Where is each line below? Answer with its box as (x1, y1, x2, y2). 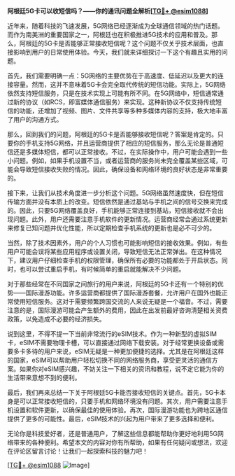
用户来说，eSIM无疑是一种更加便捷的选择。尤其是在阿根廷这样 (43, 347, 225, 356)
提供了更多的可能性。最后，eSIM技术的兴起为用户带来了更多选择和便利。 (7, 414, 218, 423)
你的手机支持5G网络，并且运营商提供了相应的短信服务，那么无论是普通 (13, 139, 218, 147)
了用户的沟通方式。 (7, 115, 63, 123)
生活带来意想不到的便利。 (7, 374, 81, 381)
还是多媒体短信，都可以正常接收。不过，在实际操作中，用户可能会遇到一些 (13, 148, 228, 156)
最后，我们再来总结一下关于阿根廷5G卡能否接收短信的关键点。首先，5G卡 (7, 388, 220, 396)
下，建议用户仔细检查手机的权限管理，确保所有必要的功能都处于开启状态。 (7, 256, 222, 265)
